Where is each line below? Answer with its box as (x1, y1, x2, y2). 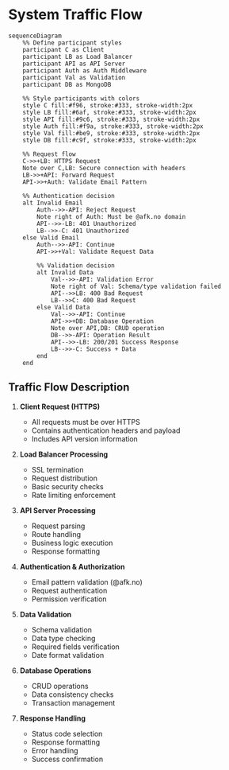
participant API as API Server (22, 60, 126, 68)
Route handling (31, 529, 82, 539)
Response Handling (19, 714, 86, 723)
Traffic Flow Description (8, 380, 130, 395)
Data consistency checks (31, 690, 114, 699)
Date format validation (31, 650, 105, 659)
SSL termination (31, 465, 84, 474)
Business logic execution (31, 538, 113, 547)
